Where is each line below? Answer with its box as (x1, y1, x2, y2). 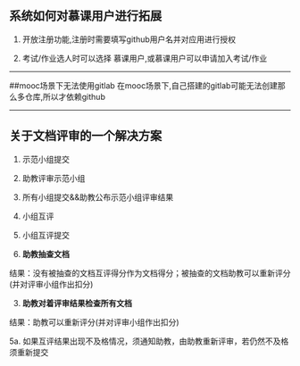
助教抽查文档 (21, 248, 70, 259)
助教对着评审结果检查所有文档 (21, 297, 132, 308)
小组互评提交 (21, 229, 70, 240)
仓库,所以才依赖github (24, 91, 105, 102)
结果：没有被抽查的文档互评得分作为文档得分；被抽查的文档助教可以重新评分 (9, 267, 291, 279)
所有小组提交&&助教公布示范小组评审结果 (21, 191, 174, 203)
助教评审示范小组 (21, 172, 86, 183)
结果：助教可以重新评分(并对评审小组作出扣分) (9, 316, 180, 328)
